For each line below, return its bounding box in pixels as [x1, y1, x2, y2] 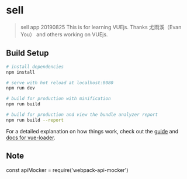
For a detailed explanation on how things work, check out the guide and [6, 128, 179, 135]
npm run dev [6, 85, 35, 91]
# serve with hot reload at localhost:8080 [6, 80, 114, 85]
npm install [6, 69, 35, 75]
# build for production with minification [6, 96, 111, 102]
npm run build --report [6, 117, 64, 123]
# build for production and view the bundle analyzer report [6, 112, 158, 118]
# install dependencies [6, 64, 64, 70]
